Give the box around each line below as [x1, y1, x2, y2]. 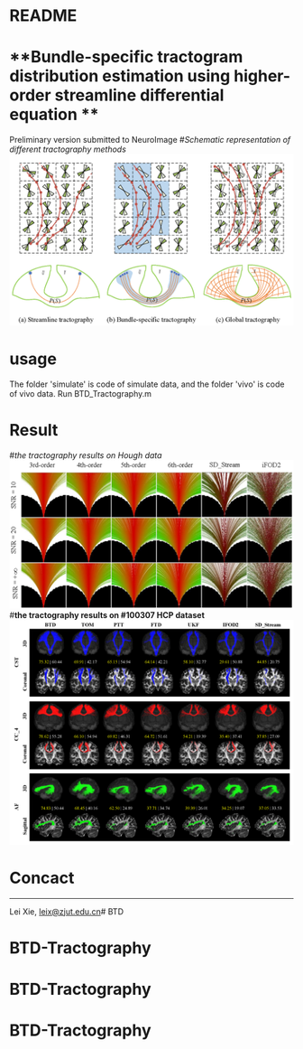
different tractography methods [9, 144, 126, 155]
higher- [233, 66, 291, 87]
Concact [9, 867, 75, 888]
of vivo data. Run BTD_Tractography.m [9, 389, 151, 399]
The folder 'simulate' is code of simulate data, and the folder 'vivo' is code [9, 379, 285, 389]
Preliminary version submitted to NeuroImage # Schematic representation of [9, 135, 291, 145]
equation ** [9, 105, 99, 125]
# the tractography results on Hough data [9, 450, 162, 461]
